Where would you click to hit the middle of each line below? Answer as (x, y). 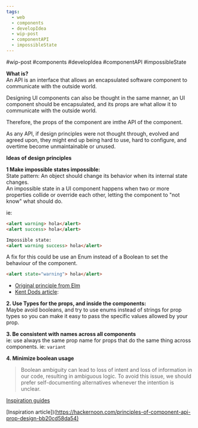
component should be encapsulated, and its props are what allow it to (92, 104)
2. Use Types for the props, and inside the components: (76, 304)
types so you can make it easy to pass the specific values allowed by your (97, 316)
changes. (18, 182)
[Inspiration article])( (31, 412)
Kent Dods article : (37, 292)
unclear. (31, 389)
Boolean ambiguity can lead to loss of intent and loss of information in (106, 370)
